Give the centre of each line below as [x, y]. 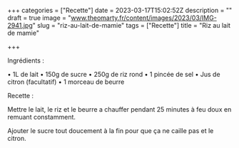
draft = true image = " [39, 18]
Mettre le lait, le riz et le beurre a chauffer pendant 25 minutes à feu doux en [119, 109]
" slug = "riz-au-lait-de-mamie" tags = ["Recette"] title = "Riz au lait [131, 25]
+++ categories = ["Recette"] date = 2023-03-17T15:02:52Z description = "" [120, 10]
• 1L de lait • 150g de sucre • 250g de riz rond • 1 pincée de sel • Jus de [114, 74]
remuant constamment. [42, 117]
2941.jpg [20, 25]
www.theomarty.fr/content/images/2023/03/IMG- [144, 18]
